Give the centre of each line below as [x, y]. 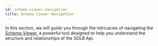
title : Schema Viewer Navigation [39, 14]
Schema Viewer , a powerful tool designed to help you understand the [75, 33]
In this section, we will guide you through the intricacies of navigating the [79, 28]
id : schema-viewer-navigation [36, 9]
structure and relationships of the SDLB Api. [50, 38]
